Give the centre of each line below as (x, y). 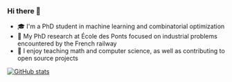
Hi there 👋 (24, 11)
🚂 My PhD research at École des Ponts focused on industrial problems (117, 37)
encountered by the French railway (67, 43)
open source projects (47, 59)
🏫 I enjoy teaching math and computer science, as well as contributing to (121, 51)
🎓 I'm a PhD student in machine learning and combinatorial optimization (121, 26)
